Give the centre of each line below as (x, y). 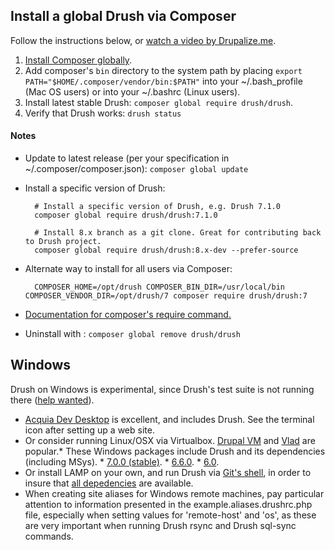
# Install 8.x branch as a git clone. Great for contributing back (178, 233)
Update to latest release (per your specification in (127, 158)
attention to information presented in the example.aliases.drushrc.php (168, 504)
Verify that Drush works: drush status (103, 113)
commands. (49, 536)
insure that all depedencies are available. (109, 483)
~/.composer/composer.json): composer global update (136, 169)
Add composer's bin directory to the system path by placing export (163, 70)
